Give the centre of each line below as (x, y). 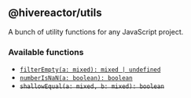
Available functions (46, 52)
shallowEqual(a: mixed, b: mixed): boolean (92, 87)
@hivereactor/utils (55, 13)
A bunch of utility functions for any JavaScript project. (96, 31)
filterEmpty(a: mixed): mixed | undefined (90, 70)
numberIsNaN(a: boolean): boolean (76, 78)
